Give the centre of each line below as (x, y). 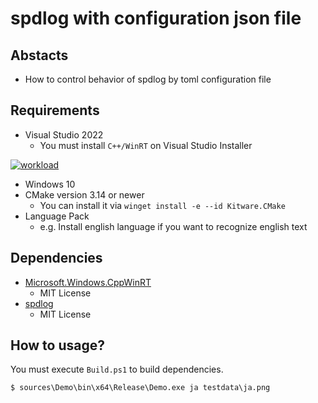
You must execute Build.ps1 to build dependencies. (117, 369)
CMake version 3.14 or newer (84, 194)
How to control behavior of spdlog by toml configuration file (148, 79)
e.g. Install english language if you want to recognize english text (173, 226)
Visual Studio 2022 (64, 134)
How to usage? (57, 345)
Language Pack (57, 216)
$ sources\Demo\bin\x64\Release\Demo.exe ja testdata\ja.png (140, 388)
